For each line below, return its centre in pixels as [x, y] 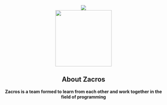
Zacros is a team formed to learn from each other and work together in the [83, 91]
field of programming [83, 96]
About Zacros [83, 79]
